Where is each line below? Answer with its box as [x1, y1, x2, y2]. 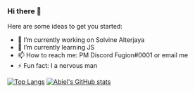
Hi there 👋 [7, 6, 42, 16]
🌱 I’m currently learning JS [17, 43, 95, 52]
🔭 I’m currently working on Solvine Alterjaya [17, 36, 145, 44]
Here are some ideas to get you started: [7, 22, 123, 31]
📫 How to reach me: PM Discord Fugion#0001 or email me [17, 51, 189, 59]
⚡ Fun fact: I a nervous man [17, 62, 97, 70]
